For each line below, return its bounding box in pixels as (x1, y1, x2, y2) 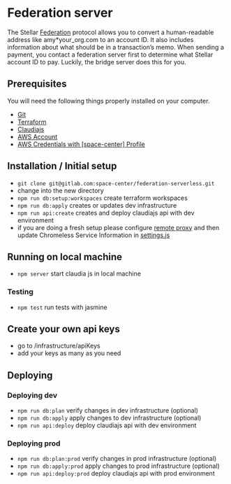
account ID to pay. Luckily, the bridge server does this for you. (7, 57, 186, 66)
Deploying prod (7, 439, 61, 448)
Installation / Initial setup (7, 160, 117, 172)
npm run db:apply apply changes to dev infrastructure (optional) (17, 414, 202, 422)
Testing (7, 287, 33, 297)
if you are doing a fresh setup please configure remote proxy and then (17, 223, 220, 232)
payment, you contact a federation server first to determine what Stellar (7, 50, 214, 59)
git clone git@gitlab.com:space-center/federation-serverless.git (17, 180, 215, 187)
